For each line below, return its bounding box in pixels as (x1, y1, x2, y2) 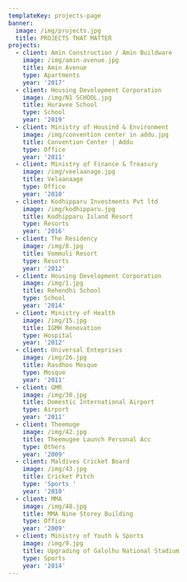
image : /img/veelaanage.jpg (22, 168, 115, 176)
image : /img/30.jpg (22, 391, 88, 399)
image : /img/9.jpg (22, 540, 84, 548)
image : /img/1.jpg (22, 279, 84, 288)
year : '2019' (22, 116, 66, 124)
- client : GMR (15, 383, 62, 392)
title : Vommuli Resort (22, 249, 98, 257)
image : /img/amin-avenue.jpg (22, 57, 119, 65)
